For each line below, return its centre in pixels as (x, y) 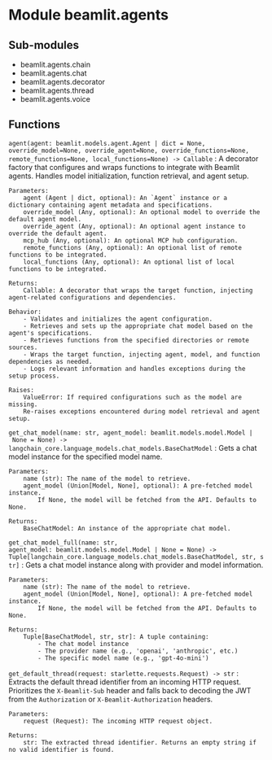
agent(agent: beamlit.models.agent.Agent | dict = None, (107, 143)
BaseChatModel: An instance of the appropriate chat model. (127, 528)
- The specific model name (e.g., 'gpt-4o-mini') (123, 658)
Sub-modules (44, 45)
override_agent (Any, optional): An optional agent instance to (134, 226)
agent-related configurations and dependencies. (92, 297)
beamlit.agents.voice (55, 99)
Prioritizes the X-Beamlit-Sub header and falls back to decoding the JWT (130, 690)
